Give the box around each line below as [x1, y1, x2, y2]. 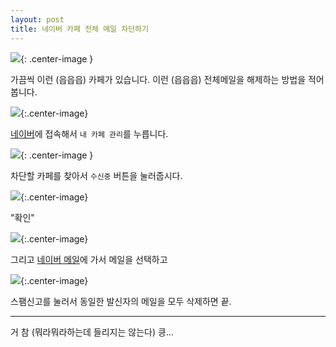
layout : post [10, 14, 65, 25]
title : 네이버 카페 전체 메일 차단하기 [10, 24, 149, 34]
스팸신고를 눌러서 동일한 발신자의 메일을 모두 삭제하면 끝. [10, 295, 232, 307]
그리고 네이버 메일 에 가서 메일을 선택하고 [10, 253, 168, 265]
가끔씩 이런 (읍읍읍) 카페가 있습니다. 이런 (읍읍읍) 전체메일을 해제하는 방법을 [10, 73, 307, 85]
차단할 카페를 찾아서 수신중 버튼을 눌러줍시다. [10, 169, 183, 181]
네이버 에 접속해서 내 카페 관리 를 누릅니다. [10, 127, 169, 140]
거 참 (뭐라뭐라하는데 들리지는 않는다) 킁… [10, 326, 174, 338]
